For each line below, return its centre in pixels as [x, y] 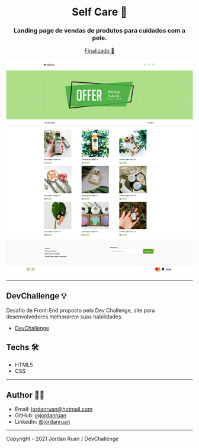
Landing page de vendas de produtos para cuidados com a [99, 31]
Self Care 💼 [99, 12]
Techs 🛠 [23, 348]
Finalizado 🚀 [99, 51]
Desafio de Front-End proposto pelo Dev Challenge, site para [81, 310]
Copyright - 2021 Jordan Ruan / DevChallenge [62, 439]
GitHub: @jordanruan [41, 415]
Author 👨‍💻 [25, 395]
